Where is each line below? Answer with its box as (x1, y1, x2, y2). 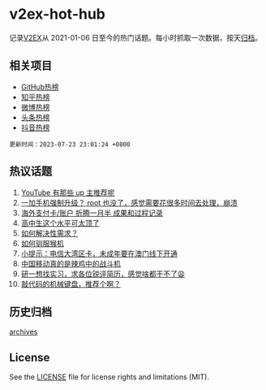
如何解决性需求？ (20, 228, 79, 238)
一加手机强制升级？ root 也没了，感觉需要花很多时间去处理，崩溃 (20, 197, 238, 207)
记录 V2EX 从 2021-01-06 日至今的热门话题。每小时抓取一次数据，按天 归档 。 (9, 32, 263, 42)
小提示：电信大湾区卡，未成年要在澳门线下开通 (20, 249, 178, 258)
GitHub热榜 (20, 82, 59, 92)
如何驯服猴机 (20, 238, 64, 248)
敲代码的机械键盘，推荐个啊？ (20, 279, 121, 288)
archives (9, 327, 38, 337)
